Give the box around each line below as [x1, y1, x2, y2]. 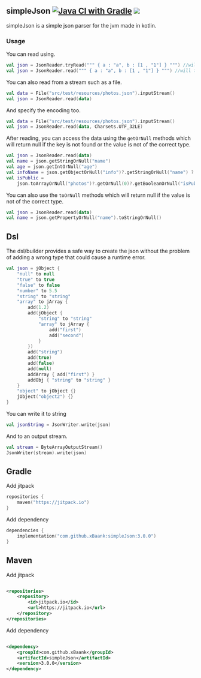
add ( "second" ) [48, 332, 84, 338]
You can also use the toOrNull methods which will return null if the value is [6, 191, 190, 199]
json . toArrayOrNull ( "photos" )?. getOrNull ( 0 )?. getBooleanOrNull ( [17, 181, 181, 187]
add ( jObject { [28, 310, 63, 316]
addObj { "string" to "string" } [28, 377, 111, 383]
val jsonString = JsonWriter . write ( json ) [6, 422, 111, 428]
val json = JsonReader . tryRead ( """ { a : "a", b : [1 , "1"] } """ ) [6, 62, 181, 68]
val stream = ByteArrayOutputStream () [6, 444, 103, 450]
